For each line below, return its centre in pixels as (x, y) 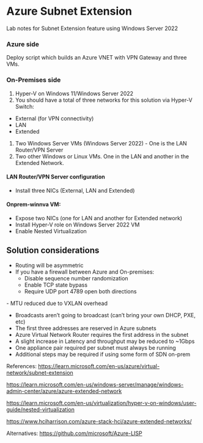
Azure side (23, 44)
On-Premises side (34, 80)
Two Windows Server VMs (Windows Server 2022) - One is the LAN (101, 143)
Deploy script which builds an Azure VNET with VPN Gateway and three (97, 58)
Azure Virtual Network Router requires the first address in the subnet (102, 334)
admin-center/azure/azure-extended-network (64, 391)
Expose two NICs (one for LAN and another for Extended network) (98, 218)
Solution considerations (53, 251)
